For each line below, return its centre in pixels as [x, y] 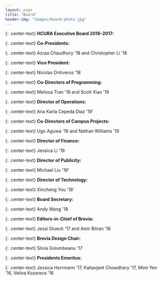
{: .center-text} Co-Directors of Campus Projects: [57, 121]
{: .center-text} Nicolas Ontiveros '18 [43, 73]
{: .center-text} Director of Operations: [46, 102]
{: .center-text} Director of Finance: [42, 141]
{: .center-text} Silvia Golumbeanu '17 [44, 248]
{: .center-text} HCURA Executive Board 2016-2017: [60, 34]
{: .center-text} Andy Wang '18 [37, 209]
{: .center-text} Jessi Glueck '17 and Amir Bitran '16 [58, 229]
